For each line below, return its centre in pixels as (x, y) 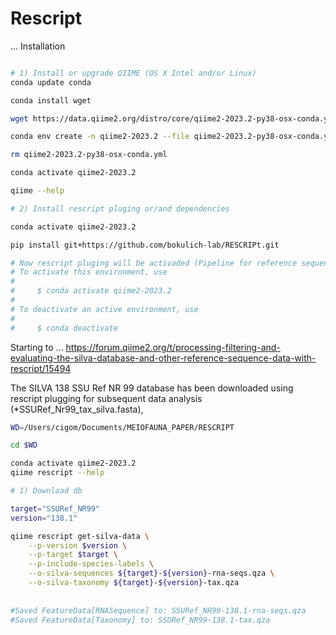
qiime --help (37, 191)
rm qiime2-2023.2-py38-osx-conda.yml (89, 155)
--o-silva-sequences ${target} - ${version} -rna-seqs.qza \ (151, 573)
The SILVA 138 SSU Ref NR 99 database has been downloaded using (152, 388)
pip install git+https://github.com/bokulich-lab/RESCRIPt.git (145, 245)
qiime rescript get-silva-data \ (80, 536)
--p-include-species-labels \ (91, 564)
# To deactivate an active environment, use (104, 309)
